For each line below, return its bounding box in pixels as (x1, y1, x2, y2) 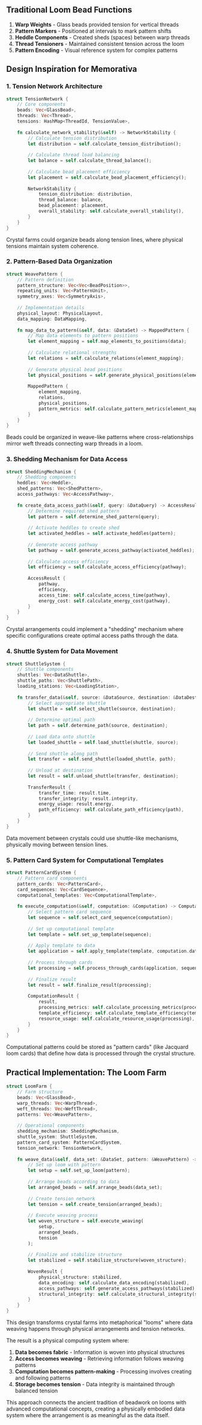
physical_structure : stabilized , (38, 1274, 122, 1280)
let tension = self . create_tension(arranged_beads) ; (28, 1201, 163, 1207)
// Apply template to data (28, 943, 96, 949)
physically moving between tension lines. (6, 841, 108, 848)
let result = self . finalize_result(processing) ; (28, 982, 152, 988)
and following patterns (14, 1374, 71, 1382)
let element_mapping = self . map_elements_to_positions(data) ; (28, 338, 187, 345)
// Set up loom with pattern (28, 1162, 101, 1168)
